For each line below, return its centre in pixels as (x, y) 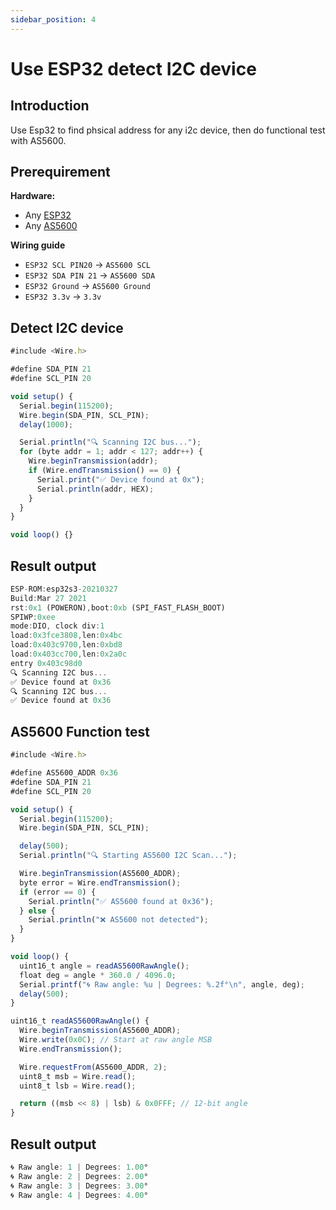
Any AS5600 (51, 226)
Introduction (50, 106)
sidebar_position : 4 (53, 19)
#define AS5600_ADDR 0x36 (64, 773)
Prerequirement (60, 172)
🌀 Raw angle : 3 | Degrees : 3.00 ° (79, 1186)
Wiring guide (38, 245)
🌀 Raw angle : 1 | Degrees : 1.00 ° (79, 1167)
